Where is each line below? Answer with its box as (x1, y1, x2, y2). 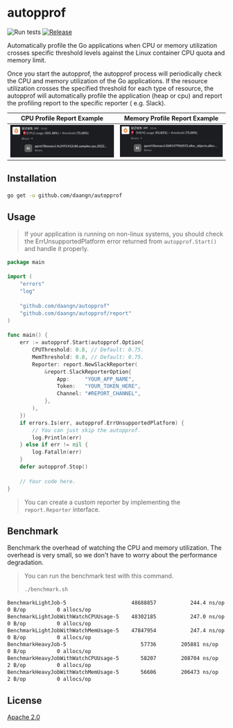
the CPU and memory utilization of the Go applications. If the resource (7, 76, 208, 85)
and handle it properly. (24, 244, 89, 252)
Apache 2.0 (7, 713, 40, 722)
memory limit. (7, 55, 46, 64)
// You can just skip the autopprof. (32, 426, 141, 434)
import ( (7, 273, 33, 280)
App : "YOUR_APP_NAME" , (56, 376, 135, 383)
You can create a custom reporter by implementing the (24, 498, 181, 506)
